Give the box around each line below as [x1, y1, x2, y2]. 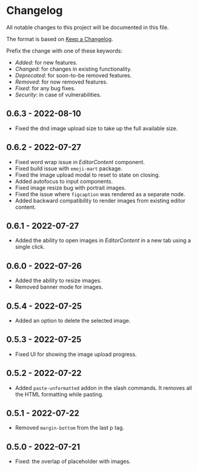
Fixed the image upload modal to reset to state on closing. [15, 171, 160, 179]
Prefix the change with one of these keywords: [6, 47, 123, 54]
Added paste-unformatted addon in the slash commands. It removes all [15, 384, 193, 391]
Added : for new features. [15, 59, 78, 66]
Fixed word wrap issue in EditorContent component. [15, 158, 145, 165]
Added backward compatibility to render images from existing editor [15, 197, 186, 204]
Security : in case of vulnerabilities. [15, 91, 102, 98]
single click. [15, 243, 45, 251]
